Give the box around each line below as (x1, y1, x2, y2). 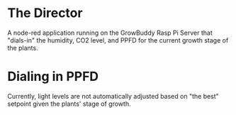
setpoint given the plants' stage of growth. (7, 99, 131, 108)
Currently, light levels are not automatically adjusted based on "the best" (7, 92, 220, 100)
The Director (7, 5, 83, 21)
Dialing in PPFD (7, 69, 99, 84)
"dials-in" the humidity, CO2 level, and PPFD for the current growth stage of (7, 35, 229, 44)
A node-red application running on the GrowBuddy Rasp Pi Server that (7, 28, 213, 37)
